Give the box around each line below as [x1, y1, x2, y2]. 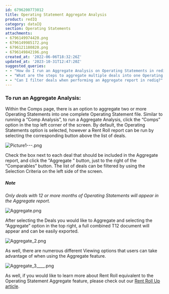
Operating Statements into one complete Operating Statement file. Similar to [5, 111, 163, 117]
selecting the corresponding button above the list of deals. [5, 133, 127, 139]
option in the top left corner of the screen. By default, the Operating [5, 122, 145, 128]
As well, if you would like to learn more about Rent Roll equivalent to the [5, 273, 154, 279]
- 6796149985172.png [5, 40, 49, 45]
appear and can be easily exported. [5, 228, 79, 234]
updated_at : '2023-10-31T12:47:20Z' [5, 59, 82, 64]
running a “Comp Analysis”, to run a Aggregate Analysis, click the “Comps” [5, 116, 160, 123]
